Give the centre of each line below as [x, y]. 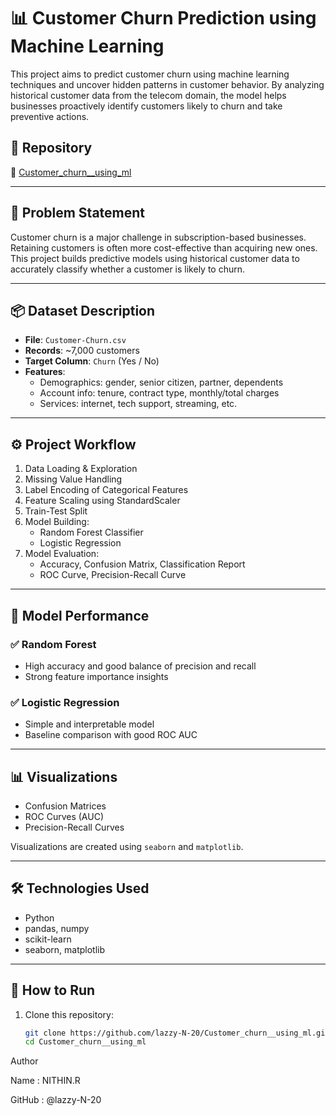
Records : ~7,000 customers [82, 351]
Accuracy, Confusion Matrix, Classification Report [142, 564]
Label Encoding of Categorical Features [106, 490]
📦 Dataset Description [83, 310]
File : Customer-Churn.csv [75, 340]
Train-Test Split [56, 511]
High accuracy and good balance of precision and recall [140, 666]
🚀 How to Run [53, 990]
